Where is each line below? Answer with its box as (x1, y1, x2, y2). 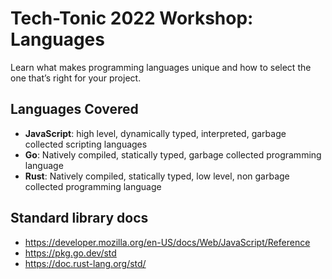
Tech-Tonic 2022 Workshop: (10, 7, 254, 30)
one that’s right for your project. (10, 72, 142, 84)
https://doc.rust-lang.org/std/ (24, 257, 147, 269)
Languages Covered (10, 101, 139, 118)
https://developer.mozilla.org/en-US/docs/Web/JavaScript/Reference (24, 236, 311, 248)
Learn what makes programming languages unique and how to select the (10, 61, 312, 73)
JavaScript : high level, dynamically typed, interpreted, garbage (24, 127, 287, 139)
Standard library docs (10, 210, 149, 227)
